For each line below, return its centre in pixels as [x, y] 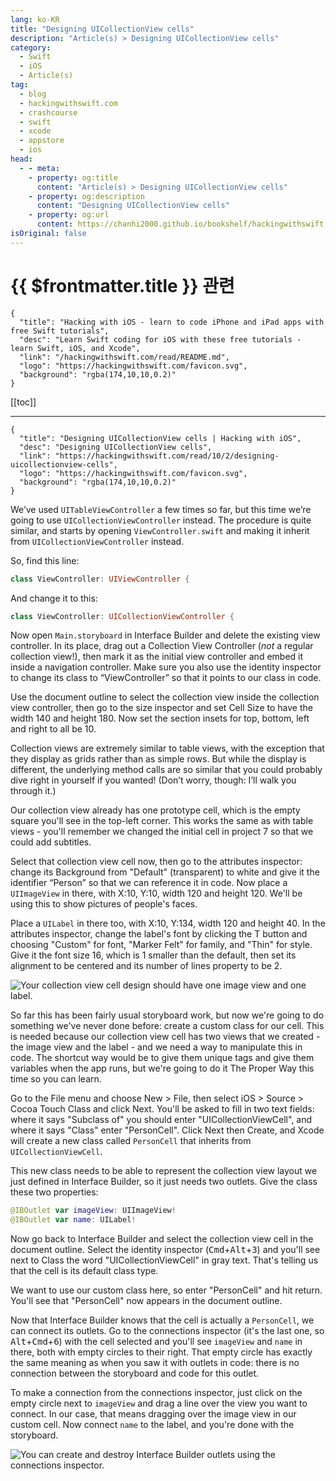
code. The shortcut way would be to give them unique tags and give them [162, 1058]
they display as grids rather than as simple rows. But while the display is [158, 759]
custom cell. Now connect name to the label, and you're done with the [152, 1425]
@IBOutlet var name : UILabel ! [73, 1220]
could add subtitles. [51, 842]
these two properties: [54, 1192]
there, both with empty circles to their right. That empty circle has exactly [161, 1352]
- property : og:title [73, 177]
